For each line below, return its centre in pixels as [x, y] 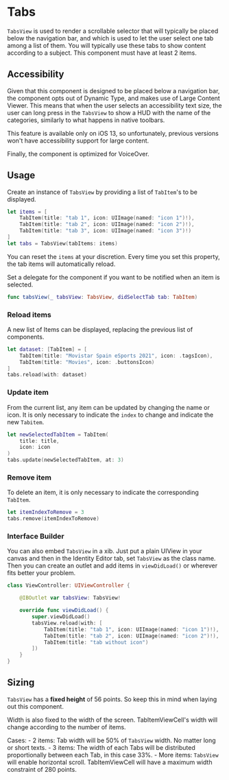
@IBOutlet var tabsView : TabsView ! [70, 598]
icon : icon [35, 447]
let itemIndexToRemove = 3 [46, 512]
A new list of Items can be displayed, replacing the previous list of [100, 329]
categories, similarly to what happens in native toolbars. [86, 120]
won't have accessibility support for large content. [78, 141]
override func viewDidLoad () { [64, 611]
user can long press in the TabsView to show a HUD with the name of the [109, 112]
